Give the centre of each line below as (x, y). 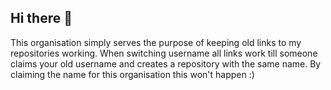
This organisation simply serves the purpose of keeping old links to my (156, 42)
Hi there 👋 (41, 18)
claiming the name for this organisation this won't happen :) (132, 74)
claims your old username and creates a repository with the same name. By (166, 63)
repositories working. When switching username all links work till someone (164, 53)
